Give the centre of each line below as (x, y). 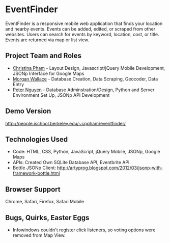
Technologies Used (36, 139)
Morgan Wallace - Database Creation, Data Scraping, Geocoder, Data (85, 79)
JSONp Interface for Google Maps (48, 73)
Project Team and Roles (44, 56)
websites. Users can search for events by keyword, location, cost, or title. (82, 34)
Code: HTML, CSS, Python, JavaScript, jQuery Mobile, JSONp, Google (86, 152)
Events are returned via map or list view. (47, 40)
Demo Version (28, 111)
